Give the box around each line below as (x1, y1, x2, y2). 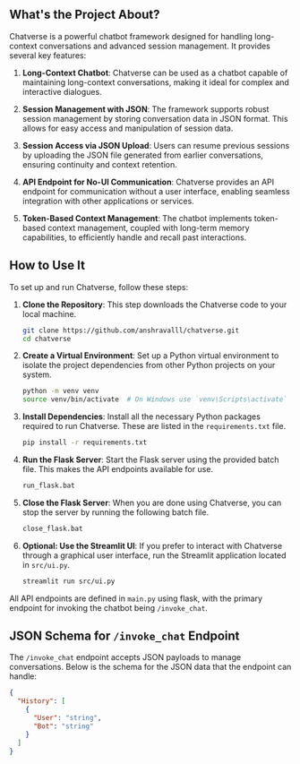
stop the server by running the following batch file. (21, 506, 209, 518)
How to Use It (9, 258, 85, 273)
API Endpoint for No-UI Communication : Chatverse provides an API (21, 176, 275, 187)
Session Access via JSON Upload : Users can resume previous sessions (21, 140, 290, 150)
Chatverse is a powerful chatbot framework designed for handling (9, 30, 253, 41)
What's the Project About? (9, 7, 160, 22)
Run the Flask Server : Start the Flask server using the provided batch (21, 454, 279, 465)
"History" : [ (17, 697, 66, 706)
